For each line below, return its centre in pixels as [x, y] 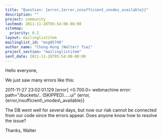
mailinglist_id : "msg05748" [34, 42]
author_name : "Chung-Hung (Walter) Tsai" [49, 47]
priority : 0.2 [24, 33]
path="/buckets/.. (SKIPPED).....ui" [41, 95]
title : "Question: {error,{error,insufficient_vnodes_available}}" [77, 10]
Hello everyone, [21, 70]
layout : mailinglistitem [31, 38]
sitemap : [14, 28]
